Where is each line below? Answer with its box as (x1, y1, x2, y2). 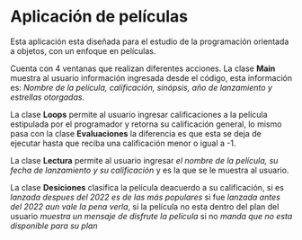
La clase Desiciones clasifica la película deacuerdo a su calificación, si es (10, 182, 284, 192)
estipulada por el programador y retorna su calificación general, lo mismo (10, 119, 282, 129)
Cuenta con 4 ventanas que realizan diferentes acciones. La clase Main (10, 63, 276, 74)
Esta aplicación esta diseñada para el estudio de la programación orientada (10, 36, 289, 47)
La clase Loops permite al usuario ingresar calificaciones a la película (10, 109, 268, 120)
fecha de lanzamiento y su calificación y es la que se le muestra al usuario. (10, 164, 289, 175)
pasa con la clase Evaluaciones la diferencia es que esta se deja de (10, 128, 262, 138)
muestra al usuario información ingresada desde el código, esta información (10, 72, 293, 83)
